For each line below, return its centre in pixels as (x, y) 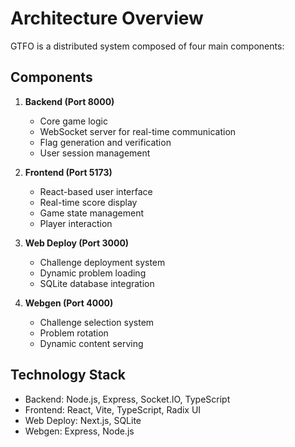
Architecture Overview (107, 18)
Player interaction (76, 223)
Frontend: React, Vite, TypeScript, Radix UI (113, 409)
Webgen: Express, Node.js (79, 431)
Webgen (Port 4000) (69, 303)
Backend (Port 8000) (69, 101)
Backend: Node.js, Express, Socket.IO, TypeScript (127, 399)
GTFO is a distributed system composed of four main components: (147, 46)
